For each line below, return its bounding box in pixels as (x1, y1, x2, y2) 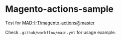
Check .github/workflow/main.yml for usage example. (5, 29, 116, 35)
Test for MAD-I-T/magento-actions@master (5, 20, 95, 26)
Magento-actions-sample (5, 3, 114, 15)
